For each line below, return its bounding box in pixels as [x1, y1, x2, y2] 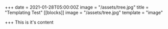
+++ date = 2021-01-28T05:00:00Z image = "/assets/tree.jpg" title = [5, 4, 149, 10]
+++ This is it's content [5, 19, 54, 25]
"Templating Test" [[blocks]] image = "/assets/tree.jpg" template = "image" [5, 9, 163, 15]
